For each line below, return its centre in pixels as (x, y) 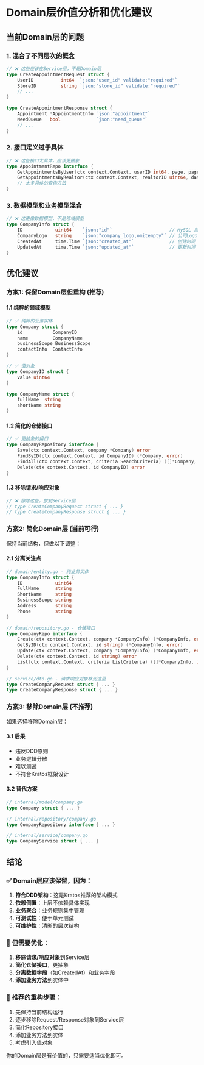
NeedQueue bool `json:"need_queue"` (83, 119)
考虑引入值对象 (34, 1042)
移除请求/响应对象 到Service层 (52, 957)
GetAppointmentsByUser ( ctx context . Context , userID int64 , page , (102, 172)
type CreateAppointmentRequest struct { (58, 74)
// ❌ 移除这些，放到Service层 (41, 500)
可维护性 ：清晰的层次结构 (47, 925)
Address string (44, 606)
